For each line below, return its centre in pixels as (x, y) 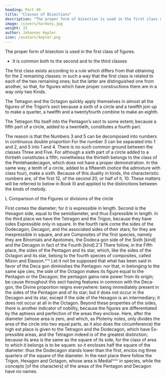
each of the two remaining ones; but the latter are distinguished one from (80, 81)
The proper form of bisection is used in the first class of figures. (70, 51)
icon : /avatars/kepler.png (33, 38)
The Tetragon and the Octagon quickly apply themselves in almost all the (80, 101)
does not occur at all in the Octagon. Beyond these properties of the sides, (81, 303)
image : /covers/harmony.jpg (34, 24)
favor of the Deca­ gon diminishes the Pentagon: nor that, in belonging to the (83, 266)
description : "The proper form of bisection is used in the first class (82, 19)
